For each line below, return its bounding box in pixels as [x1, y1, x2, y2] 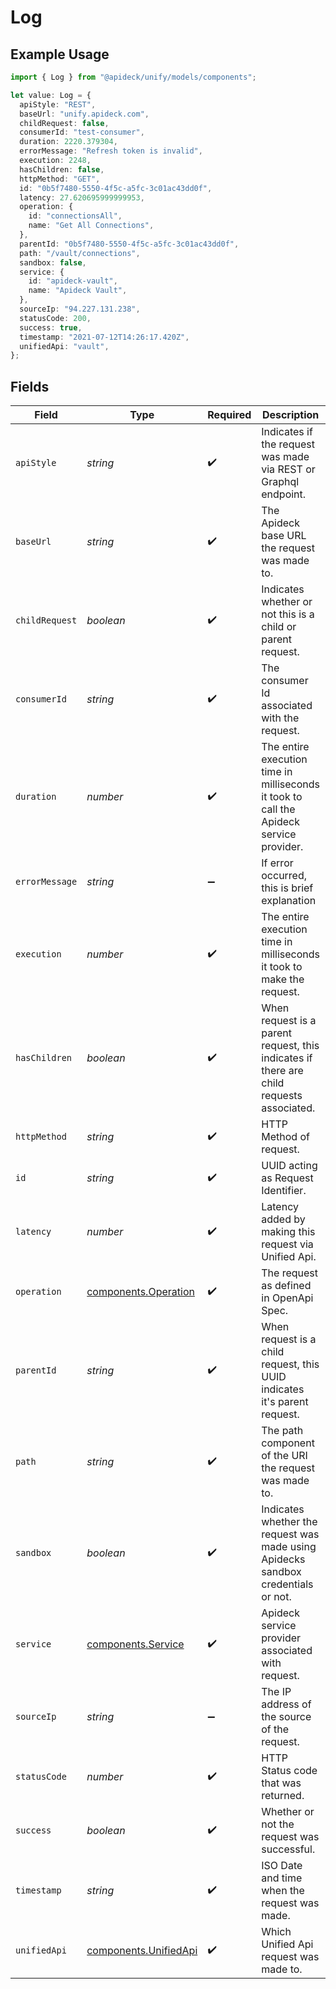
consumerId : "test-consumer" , [19, 127, 145, 138]
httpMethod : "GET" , [19, 174, 101, 184]
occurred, [261, 869, 308, 883]
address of [261, 1697, 312, 1711]
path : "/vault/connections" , [19, 248, 141, 258]
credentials [261, 1577, 314, 1591]
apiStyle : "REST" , [19, 99, 97, 110]
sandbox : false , [19, 257, 87, 268]
